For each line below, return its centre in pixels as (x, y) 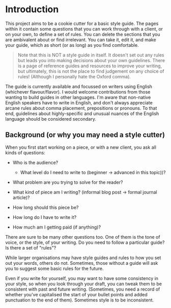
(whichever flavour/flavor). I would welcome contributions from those (78, 92)
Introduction (32, 9)
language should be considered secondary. (51, 119)
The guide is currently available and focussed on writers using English (79, 86)
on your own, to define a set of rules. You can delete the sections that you (83, 34)
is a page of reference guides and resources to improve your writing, (90, 66)
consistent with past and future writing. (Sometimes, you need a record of (83, 289)
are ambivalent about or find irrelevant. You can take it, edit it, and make (81, 40)
